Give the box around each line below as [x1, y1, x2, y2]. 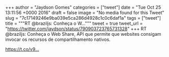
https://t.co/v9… [5, 46, 39, 52]
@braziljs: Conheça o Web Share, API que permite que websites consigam [5, 31, 161, 37]
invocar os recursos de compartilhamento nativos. [5, 36, 111, 42]
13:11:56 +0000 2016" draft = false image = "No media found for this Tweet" [5, 10, 164, 16]
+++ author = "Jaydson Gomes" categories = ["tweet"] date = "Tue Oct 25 [5, 5, 161, 10]
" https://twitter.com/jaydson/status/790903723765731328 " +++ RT [5, 26, 147, 32]
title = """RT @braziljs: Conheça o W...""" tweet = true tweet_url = [5, 20, 143, 26]
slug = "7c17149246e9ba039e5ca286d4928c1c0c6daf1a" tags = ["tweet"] [5, 15, 161, 21]
